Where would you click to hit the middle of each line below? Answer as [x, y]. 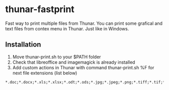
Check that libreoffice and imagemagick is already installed [74, 62]
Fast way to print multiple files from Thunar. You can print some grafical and [84, 23]
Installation [23, 45]
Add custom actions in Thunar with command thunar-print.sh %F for [83, 67]
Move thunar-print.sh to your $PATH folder [57, 57]
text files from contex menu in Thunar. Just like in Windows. [67, 28]
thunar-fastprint [40, 9]
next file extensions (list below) [45, 73]
